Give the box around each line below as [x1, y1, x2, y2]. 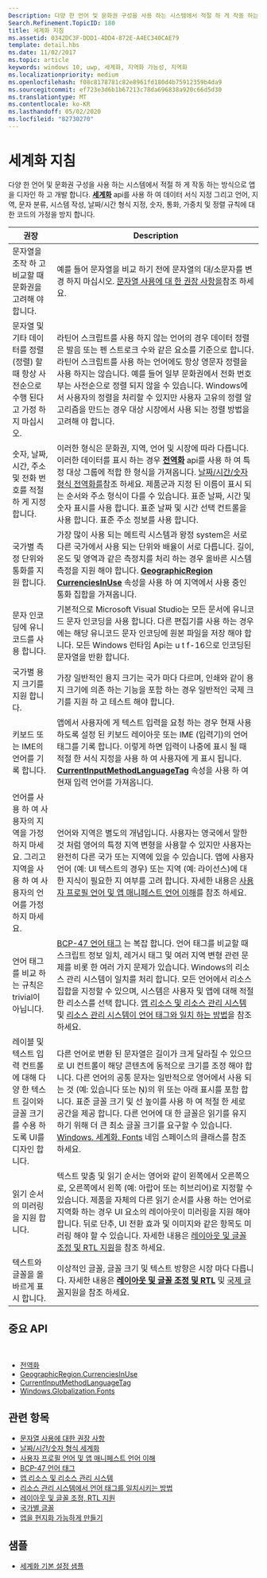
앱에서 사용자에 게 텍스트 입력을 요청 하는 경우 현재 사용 [56, 717, 252, 728]
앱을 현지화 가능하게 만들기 [19, 1513, 103, 1523]
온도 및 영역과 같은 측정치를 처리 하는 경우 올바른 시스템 [56, 553, 252, 564]
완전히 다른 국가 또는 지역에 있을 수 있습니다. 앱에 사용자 [56, 851, 254, 862]
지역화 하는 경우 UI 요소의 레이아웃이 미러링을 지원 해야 [56, 1206, 250, 1217]
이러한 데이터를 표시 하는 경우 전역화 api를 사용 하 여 [56, 454, 242, 465]
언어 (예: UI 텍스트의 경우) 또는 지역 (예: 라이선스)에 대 [56, 863, 248, 874]
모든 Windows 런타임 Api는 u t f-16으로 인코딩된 [75, 639, 252, 651]
